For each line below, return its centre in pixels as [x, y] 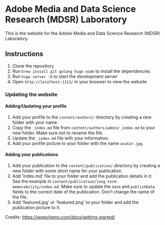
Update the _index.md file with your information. [61, 138]
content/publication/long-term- [86, 182]
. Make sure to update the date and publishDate [107, 187]
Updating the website [31, 94]
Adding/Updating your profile [36, 106]
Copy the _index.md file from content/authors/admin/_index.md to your [83, 127]
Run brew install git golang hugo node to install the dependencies [81, 71]
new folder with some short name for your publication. [67, 171]
